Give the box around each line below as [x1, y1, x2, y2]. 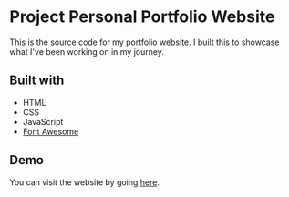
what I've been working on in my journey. [9, 46, 164, 57]
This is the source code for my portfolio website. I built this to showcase [9, 36, 280, 47]
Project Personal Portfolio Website [9, 6, 275, 27]
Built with [9, 73, 65, 88]
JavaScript [22, 116, 64, 127]
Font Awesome [22, 126, 79, 137]
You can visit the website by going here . [9, 176, 160, 188]
